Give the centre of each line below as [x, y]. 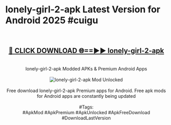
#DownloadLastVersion [86, 118]
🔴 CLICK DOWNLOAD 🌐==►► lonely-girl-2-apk [86, 51]
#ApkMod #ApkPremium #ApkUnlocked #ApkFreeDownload [86, 112]
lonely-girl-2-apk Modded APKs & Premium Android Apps [86, 68]
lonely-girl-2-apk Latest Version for [83, 10]
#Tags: [86, 107]
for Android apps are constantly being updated [86, 96]
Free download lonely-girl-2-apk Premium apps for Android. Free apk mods [86, 91]
